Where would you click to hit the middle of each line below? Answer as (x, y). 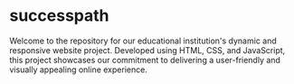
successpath (60, 16)
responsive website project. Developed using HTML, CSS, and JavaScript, (147, 50)
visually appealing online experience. (78, 70)
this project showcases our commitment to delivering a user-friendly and (145, 60)
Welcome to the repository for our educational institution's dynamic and (143, 41)
